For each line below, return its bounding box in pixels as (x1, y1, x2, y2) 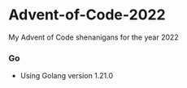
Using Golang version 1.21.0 (20, 71, 114, 81)
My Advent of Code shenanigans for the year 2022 (8, 32, 179, 42)
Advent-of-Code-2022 (8, 6, 166, 24)
